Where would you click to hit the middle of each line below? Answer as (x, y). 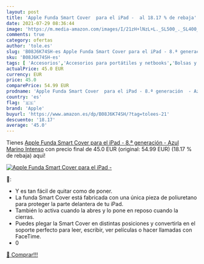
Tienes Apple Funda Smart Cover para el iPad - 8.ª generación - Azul (93, 143)
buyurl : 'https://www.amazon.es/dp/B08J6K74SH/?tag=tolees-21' (88, 114)
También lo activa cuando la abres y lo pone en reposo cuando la (97, 210)
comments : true (25, 35)
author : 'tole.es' (29, 46)
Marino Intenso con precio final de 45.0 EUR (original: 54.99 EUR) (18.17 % (99, 149)
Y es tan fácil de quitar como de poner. (64, 191)
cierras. (25, 217)
